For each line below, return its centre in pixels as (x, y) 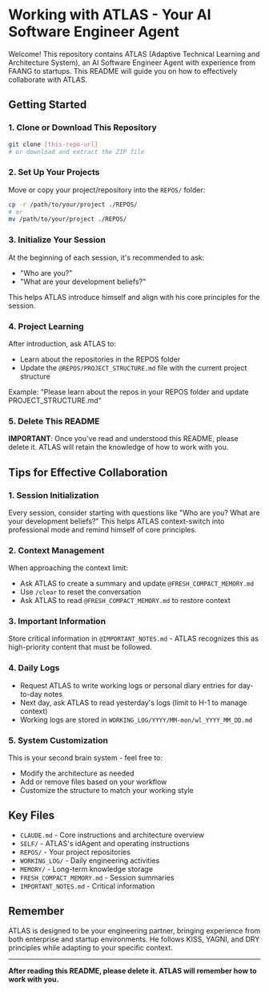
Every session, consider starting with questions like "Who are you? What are (134, 512)
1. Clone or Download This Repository (83, 128)
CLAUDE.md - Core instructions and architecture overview (112, 835)
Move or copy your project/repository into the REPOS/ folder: (107, 189)
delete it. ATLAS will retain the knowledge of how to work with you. (118, 447)
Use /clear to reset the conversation (80, 592)
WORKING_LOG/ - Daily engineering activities (90, 860)
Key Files (31, 816)
